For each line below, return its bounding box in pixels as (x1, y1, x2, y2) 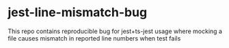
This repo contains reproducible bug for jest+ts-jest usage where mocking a (8, 27, 223, 35)
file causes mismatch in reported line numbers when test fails (8, 34, 181, 42)
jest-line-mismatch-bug (8, 5, 148, 20)
